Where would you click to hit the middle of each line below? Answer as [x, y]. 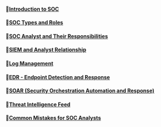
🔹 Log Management [30, 63]
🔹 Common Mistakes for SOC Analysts [53, 118]
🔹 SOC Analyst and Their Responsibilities [57, 36]
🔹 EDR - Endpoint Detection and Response [58, 77]
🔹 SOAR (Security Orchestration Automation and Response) [80, 91]
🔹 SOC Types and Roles [34, 23]
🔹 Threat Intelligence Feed [38, 104]
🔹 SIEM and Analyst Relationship [46, 50]
